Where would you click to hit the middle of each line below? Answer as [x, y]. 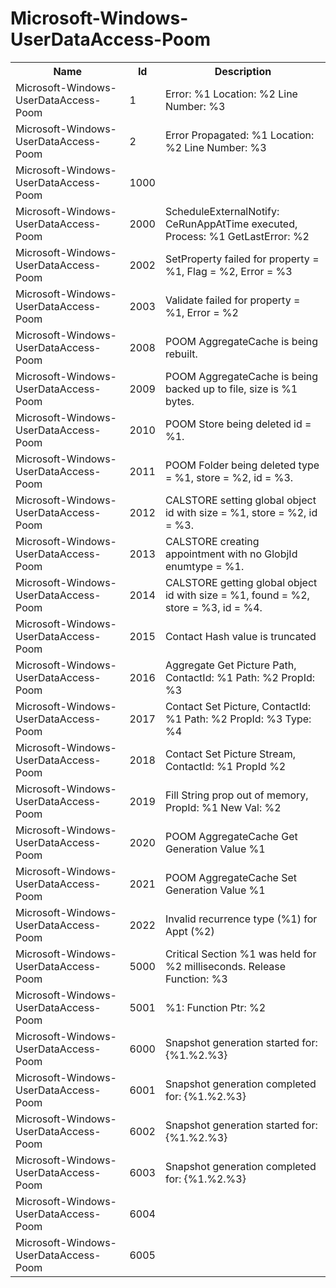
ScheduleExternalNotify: [222, 211]
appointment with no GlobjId [231, 554]
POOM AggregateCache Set [231, 877]
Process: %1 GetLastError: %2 [237, 236]
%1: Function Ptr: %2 [215, 1007]
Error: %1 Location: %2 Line [231, 94]
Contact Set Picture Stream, [230, 754]
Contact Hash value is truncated [240, 636]
